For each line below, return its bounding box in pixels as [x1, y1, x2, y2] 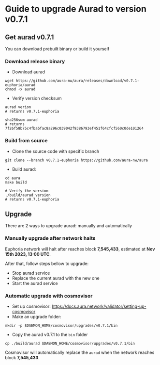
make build [5, 180, 27, 185]
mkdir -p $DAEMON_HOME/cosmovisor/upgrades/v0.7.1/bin [5, 323, 118, 328]
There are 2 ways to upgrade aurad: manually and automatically [5, 223, 132, 229]
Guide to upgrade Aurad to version [5, 3, 146, 15]
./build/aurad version [5, 193, 51, 198]
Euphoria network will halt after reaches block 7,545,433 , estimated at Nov [5, 246, 155, 252]
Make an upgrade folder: [12, 314, 61, 319]
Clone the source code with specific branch [12, 148, 100, 154]
